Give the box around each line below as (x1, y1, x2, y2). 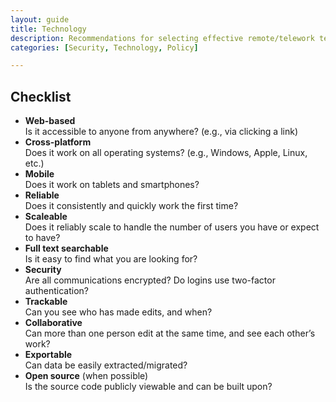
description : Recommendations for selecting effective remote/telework (10, 33, 315, 43)
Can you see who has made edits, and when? (24, 306, 213, 318)
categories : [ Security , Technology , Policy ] (10, 42, 199, 53)
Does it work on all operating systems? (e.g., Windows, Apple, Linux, (24, 147, 308, 159)
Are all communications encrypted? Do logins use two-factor (24, 274, 276, 286)
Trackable (24, 296, 68, 308)
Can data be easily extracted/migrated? (24, 359, 188, 371)
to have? (24, 232, 61, 244)
